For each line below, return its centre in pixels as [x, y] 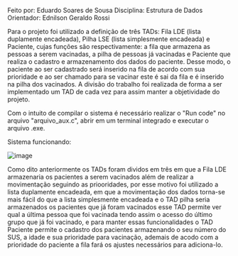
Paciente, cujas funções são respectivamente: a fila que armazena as [109, 46]
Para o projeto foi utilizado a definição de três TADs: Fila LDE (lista [104, 32]
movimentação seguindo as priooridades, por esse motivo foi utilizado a [113, 184]
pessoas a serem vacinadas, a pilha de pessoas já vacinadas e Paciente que [119, 54]
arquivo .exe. [26, 128]
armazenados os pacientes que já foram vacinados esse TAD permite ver [114, 207]
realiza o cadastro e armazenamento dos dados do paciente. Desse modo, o [119, 62]
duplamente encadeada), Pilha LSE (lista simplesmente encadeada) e [109, 39]
